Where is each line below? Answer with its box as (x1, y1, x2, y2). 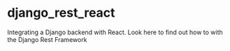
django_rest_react (7, 5, 115, 21)
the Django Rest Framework (7, 35, 87, 43)
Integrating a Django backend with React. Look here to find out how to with (7, 28, 224, 36)
